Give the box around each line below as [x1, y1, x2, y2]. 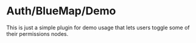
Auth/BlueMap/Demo [6, 4, 116, 18]
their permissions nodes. [6, 30, 69, 37]
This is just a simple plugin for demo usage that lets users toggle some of [6, 24, 190, 31]
